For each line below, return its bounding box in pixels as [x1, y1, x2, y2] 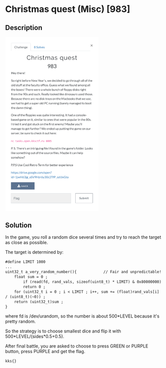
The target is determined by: [5, 249, 64, 255]
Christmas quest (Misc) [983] [5, 3, 131, 15]
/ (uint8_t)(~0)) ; [5, 295, 46, 300]
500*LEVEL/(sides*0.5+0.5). [5, 334, 65, 340]
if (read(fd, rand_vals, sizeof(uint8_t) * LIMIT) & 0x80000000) [23, 280, 162, 285]
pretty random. [5, 319, 36, 325]
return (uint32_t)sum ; [14, 300, 64, 305]
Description [5, 23, 42, 32]
